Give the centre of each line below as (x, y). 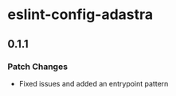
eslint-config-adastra (80, 15)
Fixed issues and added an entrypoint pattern (94, 83)
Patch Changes (38, 67)
